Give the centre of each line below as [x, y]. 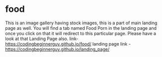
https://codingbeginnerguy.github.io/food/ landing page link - [68, 44]
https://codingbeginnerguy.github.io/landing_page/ [57, 49]
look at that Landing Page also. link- [42, 39]
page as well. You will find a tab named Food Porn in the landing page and [81, 28]
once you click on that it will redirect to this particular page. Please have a [81, 33]
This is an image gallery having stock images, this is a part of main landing [81, 23]
